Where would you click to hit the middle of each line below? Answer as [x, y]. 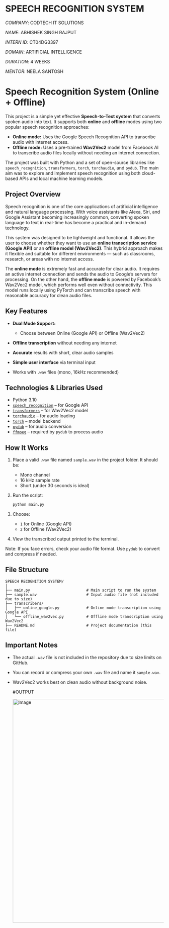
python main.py [28, 505]
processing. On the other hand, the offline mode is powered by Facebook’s [83, 279]
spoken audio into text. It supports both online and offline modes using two [83, 122]
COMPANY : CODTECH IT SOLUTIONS [45, 23]
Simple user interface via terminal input [54, 362]
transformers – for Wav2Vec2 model [50, 411]
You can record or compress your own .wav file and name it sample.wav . [87, 672]
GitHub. [20, 663]
